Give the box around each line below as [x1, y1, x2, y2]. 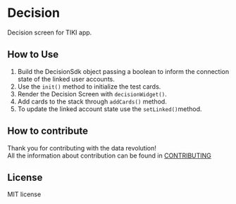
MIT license [7, 190, 42, 198]
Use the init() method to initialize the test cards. [17, 82, 161, 91]
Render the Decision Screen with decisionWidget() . [17, 89, 167, 98]
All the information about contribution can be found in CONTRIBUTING [7, 151, 211, 160]
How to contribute [7, 125, 89, 137]
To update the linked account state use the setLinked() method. [17, 104, 202, 113]
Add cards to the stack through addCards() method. [17, 97, 167, 106]
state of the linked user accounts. [17, 75, 115, 83]
